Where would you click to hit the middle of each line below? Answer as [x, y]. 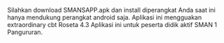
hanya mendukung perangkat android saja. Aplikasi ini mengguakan [105, 17]
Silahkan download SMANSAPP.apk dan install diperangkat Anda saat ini [112, 10]
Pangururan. [25, 32]
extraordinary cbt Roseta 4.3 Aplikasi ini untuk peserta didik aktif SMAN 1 [112, 25]
